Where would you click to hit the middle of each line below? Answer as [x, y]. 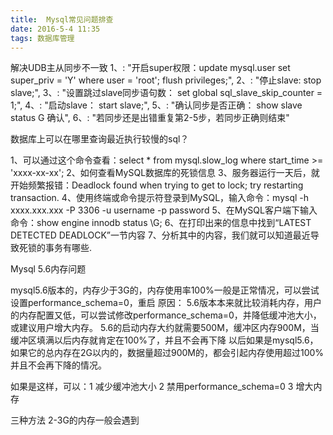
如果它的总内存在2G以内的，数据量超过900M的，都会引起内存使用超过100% [167, 353]
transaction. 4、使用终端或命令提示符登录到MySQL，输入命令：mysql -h [160, 198]
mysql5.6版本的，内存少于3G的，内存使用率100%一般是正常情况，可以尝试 [165, 290]
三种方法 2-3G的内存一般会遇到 [75, 420]
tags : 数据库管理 [42, 38]
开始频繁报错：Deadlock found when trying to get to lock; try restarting [157, 185]
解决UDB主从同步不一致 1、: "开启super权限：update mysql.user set [150, 68]
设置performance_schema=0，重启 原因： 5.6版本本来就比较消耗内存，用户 [166, 303]
